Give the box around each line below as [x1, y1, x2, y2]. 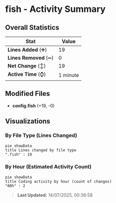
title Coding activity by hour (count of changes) [5, 179, 112, 184]
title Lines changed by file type [5, 147, 77, 152]
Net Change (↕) [7, 63, 46, 69]
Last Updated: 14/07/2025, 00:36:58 [17, 192, 93, 198]
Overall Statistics [5, 23, 59, 32]
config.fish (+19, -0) [12, 103, 55, 109]
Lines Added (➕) [7, 46, 47, 53]
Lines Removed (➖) [7, 55, 54, 61]
